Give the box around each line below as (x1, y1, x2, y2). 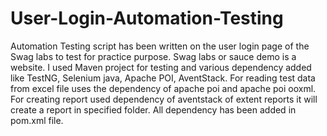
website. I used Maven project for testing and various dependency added (10, 61, 312, 73)
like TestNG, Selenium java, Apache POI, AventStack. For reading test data (10, 72, 316, 84)
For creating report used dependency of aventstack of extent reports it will (10, 93, 318, 105)
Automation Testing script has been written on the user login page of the (10, 40, 310, 52)
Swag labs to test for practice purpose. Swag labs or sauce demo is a (10, 50, 297, 62)
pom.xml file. (10, 114, 64, 126)
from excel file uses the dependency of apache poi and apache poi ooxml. (10, 82, 317, 94)
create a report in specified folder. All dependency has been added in (10, 103, 297, 116)
